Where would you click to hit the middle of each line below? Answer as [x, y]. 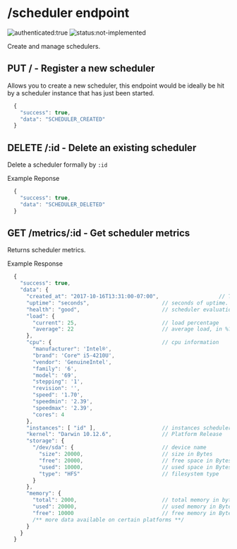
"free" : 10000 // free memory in [124, 513]
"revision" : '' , [56, 389]
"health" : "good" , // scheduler [113, 309]
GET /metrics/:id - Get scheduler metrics [99, 233]
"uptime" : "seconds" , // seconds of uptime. [127, 303]
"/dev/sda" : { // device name [120, 448]
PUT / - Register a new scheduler [81, 69]
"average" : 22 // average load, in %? [132, 329]
